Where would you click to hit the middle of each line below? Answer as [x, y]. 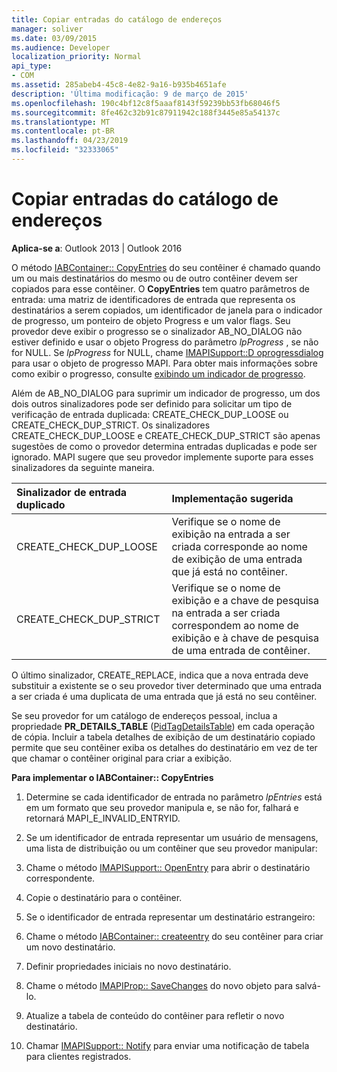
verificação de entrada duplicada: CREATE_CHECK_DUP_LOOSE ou [150, 414]
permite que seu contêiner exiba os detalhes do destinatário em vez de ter [164, 747]
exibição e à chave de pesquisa [245, 638]
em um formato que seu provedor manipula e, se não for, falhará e [162, 807]
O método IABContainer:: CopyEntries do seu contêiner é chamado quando [166, 267]
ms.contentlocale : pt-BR [63, 131]
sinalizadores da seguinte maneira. [83, 467]
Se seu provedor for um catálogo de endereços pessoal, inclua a [144, 715]
